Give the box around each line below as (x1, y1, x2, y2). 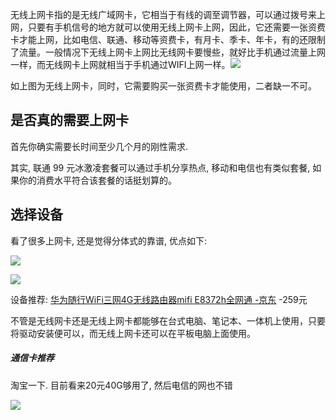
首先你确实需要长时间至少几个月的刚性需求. (10, 140, 189, 152)
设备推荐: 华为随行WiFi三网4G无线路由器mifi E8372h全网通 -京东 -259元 (10, 293, 308, 305)
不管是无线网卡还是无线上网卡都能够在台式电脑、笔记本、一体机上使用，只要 (10, 314, 326, 327)
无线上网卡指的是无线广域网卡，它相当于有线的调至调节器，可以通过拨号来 (10, 9, 317, 20)
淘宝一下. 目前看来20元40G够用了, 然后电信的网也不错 (10, 379, 233, 391)
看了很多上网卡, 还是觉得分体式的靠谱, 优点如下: (10, 234, 207, 247)
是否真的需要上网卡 (10, 112, 129, 129)
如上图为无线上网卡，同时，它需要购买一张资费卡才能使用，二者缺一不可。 (10, 80, 317, 92)
